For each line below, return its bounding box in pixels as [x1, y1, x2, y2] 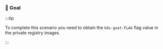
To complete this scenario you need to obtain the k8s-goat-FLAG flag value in [5, 25, 159, 31]
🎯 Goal [5, 4, 21, 11]
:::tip [5, 16, 14, 21]
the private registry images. [5, 30, 60, 36]
